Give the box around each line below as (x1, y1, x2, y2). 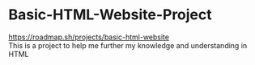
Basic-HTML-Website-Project (8, 6, 212, 24)
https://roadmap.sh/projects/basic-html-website (8, 32, 170, 42)
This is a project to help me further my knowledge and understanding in (8, 40, 248, 50)
